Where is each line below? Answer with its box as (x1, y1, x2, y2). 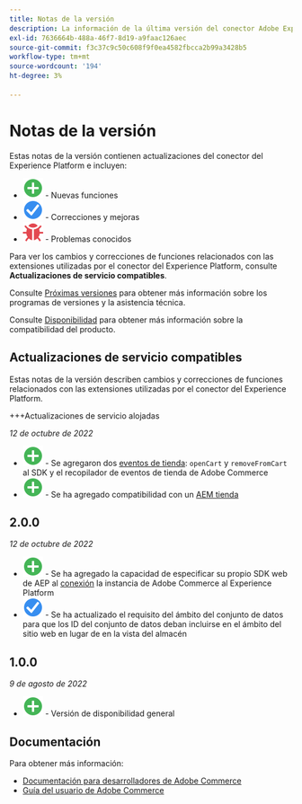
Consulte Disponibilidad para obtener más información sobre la (9, 314, 244, 325)
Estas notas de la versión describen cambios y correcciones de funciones (9, 374, 283, 384)
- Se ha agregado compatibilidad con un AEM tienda (44, 489, 239, 499)
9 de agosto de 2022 (9, 678, 87, 689)
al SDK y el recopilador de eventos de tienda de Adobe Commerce (22, 467, 269, 478)
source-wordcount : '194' (9, 62, 102, 71)
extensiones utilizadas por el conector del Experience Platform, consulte (9, 261, 278, 271)
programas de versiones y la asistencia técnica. (9, 296, 186, 307)
